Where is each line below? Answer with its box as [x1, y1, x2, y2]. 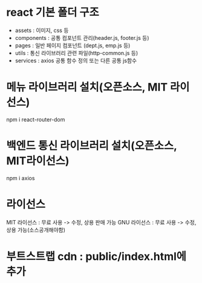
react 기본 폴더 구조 [6, 5, 100, 19]
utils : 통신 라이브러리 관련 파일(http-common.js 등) [15, 49, 138, 56]
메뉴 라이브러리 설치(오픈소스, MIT [6, 80, 168, 94]
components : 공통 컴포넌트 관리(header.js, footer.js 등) [15, 34, 149, 41]
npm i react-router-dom [6, 115, 65, 123]
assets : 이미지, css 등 [15, 27, 69, 34]
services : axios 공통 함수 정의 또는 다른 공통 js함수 [15, 57, 137, 64]
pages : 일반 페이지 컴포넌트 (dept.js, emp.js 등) [15, 42, 131, 49]
